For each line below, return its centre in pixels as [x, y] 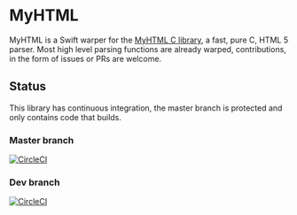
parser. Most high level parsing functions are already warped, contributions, [148, 49]
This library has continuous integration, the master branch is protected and [146, 108]
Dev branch [35, 182]
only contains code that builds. [66, 117]
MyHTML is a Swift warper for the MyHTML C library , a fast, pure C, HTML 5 [149, 40]
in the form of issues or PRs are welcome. [86, 58]
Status [28, 86]
